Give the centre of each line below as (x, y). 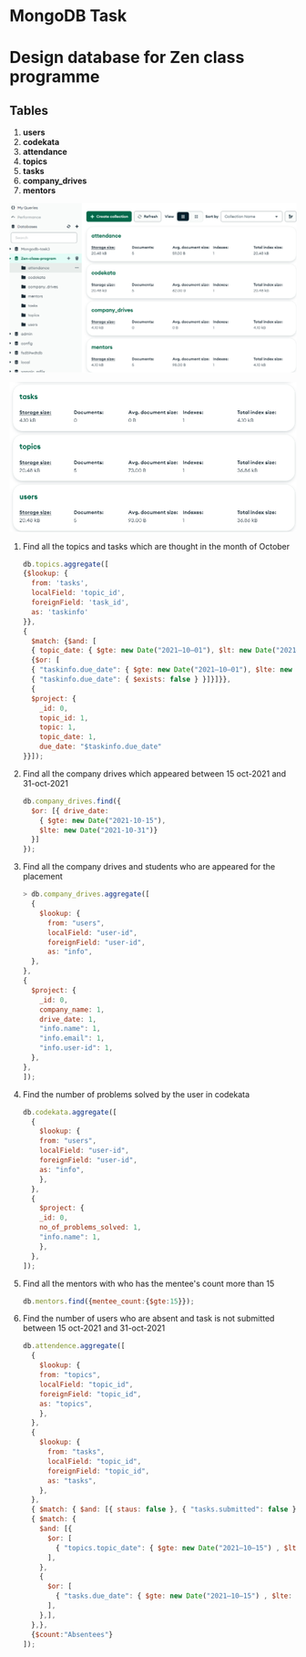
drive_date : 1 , (68, 1019)
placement (43, 877)
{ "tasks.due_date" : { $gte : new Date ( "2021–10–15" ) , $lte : (174, 1596)
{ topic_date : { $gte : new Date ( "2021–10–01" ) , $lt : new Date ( (153, 651)
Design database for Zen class (127, 58)
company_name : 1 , (72, 1009)
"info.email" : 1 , (72, 1039)
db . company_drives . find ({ (71, 801)
